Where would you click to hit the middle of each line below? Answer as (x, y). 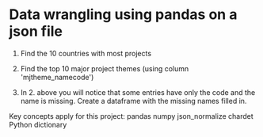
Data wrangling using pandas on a (123, 15)
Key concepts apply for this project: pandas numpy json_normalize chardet (131, 116)
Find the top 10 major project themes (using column (105, 68)
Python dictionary (38, 124)
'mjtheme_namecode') (57, 77)
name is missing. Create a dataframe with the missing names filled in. (133, 101)
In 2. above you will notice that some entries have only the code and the (138, 92)
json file (36, 31)
